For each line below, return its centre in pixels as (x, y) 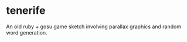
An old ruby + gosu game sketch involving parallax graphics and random (94, 26)
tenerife (26, 11)
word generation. (27, 32)
